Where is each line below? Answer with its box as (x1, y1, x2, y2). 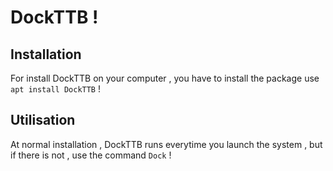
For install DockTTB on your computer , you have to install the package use (10, 72, 320, 84)
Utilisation (10, 112, 76, 129)
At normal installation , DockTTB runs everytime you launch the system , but (10, 138, 323, 150)
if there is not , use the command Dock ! (10, 149, 172, 161)
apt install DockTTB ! (10, 83, 101, 95)
